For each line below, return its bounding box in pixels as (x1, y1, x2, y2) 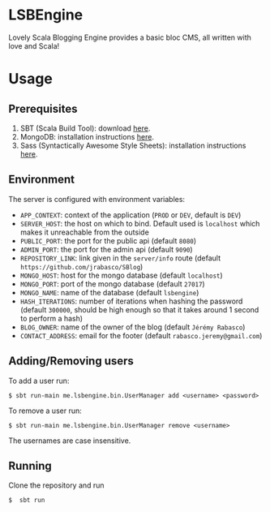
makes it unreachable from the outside (19, 227, 150, 237)
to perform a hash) (19, 313, 84, 323)
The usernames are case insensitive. (8, 436, 131, 445)
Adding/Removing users (8, 355, 134, 368)
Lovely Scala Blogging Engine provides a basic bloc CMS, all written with (8, 32, 251, 42)
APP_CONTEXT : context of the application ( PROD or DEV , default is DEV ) (19, 209, 242, 220)
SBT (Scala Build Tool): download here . (19, 123, 151, 133)
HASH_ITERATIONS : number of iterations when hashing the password (19, 296, 243, 306)
